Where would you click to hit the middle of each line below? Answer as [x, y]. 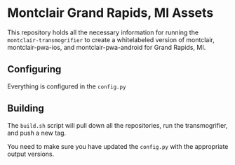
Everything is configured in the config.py [67, 86]
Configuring [34, 69]
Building [26, 108]
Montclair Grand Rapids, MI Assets [110, 13]
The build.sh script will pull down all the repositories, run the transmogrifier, [117, 125]
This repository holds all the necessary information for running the [103, 32]
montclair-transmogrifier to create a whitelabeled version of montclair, [111, 39]
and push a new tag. [37, 133]
